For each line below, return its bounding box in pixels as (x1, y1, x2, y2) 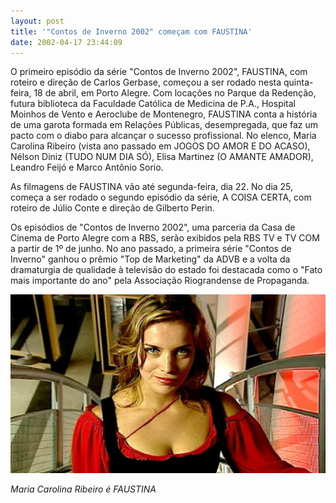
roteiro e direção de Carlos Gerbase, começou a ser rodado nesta (10, 76, 282, 89)
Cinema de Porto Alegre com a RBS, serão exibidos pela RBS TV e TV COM (10, 232, 320, 244)
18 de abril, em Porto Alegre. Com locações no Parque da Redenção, (33, 87, 317, 99)
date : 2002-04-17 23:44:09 (10, 37, 123, 47)
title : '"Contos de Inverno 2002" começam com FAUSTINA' (10, 26, 253, 37)
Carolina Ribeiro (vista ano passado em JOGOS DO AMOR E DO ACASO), (10, 140, 311, 152)
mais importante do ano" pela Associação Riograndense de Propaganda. (10, 275, 310, 287)
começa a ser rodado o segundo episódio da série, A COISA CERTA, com (10, 191, 312, 204)
